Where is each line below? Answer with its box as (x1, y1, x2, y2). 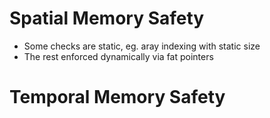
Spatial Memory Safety (9, 7, 205, 30)
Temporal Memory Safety (9, 86, 226, 109)
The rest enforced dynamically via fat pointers (23, 50, 214, 62)
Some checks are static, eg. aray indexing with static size (23, 40, 261, 52)
